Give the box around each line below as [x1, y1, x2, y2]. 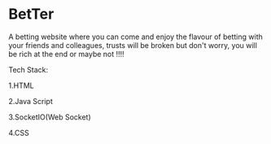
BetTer [8, 5, 55, 24]
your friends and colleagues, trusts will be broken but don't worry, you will [8, 40, 258, 50]
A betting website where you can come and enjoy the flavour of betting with [8, 32, 263, 41]
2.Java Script [8, 96, 53, 106]
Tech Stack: [8, 64, 49, 74]
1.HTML [8, 81, 34, 90]
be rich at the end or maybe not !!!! [8, 49, 125, 59]
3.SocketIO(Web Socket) [8, 111, 91, 122]
